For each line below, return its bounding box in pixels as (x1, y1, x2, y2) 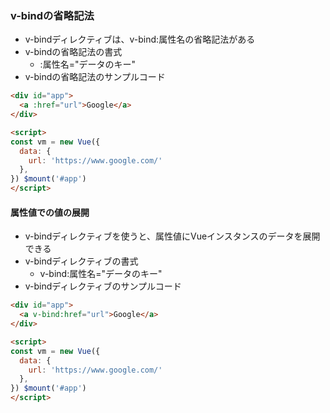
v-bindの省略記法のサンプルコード (24, 71, 166, 83)
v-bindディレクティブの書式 (24, 255, 139, 267)
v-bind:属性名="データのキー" (39, 268, 163, 280)
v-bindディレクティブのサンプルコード (24, 280, 182, 292)
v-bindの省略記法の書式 (24, 46, 123, 58)
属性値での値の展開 (10, 206, 90, 218)
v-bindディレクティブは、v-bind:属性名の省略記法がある (24, 33, 256, 46)
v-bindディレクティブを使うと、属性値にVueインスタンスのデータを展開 (24, 230, 321, 242)
